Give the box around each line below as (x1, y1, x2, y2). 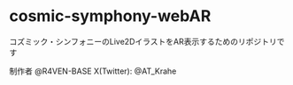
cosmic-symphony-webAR (9, 6, 212, 26)
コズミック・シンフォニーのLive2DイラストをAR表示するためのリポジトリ (9, 36, 277, 46)
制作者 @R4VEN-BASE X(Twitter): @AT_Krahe (9, 66, 177, 76)
